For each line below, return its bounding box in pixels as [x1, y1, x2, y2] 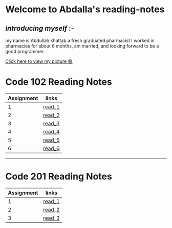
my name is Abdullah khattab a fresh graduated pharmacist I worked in [5, 37, 155, 43]
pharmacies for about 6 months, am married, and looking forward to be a [5, 43, 159, 49]
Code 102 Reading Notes [5, 76, 113, 88]
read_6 [43, 145, 60, 152]
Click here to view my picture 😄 [5, 58, 73, 64]
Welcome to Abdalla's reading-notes [5, 4, 165, 15]
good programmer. [5, 49, 45, 54]
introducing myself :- [5, 24, 74, 33]
